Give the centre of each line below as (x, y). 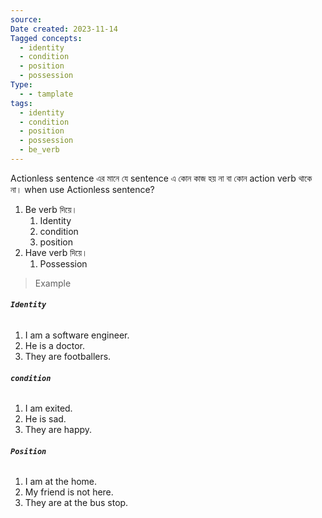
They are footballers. (68, 357)
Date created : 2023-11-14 (64, 29)
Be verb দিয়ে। (51, 209)
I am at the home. (61, 482)
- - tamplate (46, 94)
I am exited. (48, 408)
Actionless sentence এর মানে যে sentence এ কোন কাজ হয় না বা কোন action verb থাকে (161, 178)
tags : (21, 103)
